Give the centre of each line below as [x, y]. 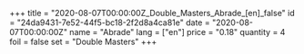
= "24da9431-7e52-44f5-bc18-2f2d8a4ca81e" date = [110, 22]
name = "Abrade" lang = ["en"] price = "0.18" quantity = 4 [177, 32]
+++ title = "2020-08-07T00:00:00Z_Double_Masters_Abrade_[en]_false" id [152, 13]
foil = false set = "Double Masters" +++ [83, 41]
